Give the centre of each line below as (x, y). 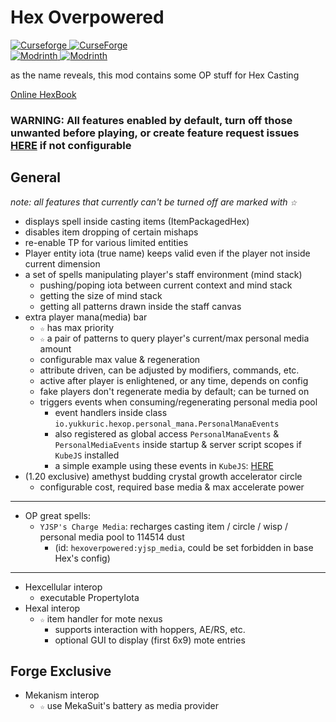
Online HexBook (43, 94)
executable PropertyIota (89, 597)
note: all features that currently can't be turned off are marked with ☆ (154, 202)
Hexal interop (52, 608)
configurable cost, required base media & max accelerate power (172, 487)
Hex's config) (82, 558)
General (36, 177)
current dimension (62, 263)
